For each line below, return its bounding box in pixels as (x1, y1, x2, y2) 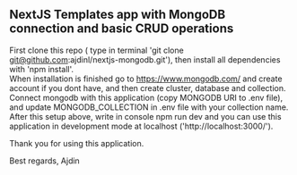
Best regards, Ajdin (9, 155, 81, 166)
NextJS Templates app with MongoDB (9, 7, 226, 22)
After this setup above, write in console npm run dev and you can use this (9, 111, 282, 121)
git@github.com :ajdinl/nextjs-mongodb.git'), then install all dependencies (9, 54, 281, 65)
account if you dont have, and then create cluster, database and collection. (9, 82, 286, 93)
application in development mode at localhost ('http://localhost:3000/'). (9, 121, 274, 131)
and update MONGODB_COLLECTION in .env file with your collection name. (9, 102, 289, 112)
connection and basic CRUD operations (9, 21, 234, 37)
